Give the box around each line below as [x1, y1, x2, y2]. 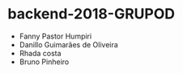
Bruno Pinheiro [19, 57, 70, 67]
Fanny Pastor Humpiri [19, 31, 92, 41]
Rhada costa [19, 48, 62, 58]
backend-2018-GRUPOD [7, 5, 176, 23]
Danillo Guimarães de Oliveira [19, 39, 118, 49]
